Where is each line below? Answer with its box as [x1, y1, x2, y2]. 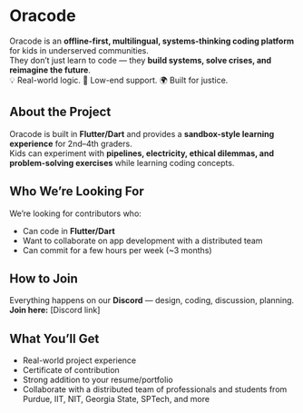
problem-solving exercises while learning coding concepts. [9, 157, 235, 168]
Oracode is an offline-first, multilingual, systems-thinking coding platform [9, 35, 295, 46]
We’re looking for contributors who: [9, 208, 142, 219]
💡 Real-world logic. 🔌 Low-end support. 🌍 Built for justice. [9, 74, 229, 85]
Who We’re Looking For [9, 183, 144, 200]
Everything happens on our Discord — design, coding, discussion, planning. [9, 295, 295, 306]
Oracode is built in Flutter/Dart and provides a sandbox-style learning [9, 128, 275, 139]
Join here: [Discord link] [9, 305, 101, 316]
